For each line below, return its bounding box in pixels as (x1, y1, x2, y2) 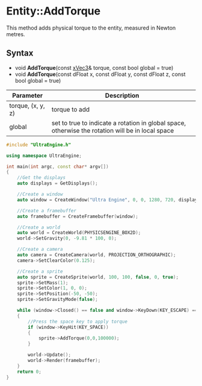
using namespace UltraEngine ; (6, 153, 82, 159)
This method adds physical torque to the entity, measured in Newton (6, 24, 176, 31)
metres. (6, 30, 25, 37)
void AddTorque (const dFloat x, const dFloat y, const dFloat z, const (14, 71, 186, 78)
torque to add (51, 105, 90, 113)
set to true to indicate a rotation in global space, (51, 119, 186, 127)
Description (105, 91, 139, 100)
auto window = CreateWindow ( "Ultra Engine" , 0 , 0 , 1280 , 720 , (17, 197, 176, 203)
